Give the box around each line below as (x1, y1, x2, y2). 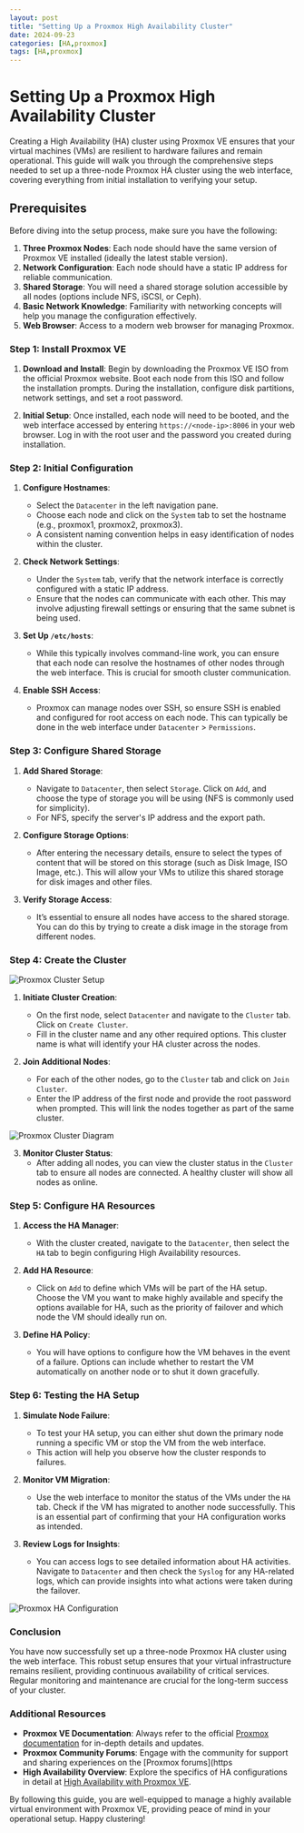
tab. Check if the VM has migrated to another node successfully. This (35, 1501, 296, 1512)
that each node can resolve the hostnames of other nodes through (35, 657, 285, 669)
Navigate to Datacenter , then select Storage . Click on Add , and (35, 783, 267, 794)
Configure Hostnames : (22, 482, 111, 493)
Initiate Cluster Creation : (22, 992, 118, 1003)
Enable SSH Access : (22, 684, 102, 696)
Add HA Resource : (22, 1265, 93, 1276)
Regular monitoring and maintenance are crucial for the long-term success (9, 1675, 289, 1686)
